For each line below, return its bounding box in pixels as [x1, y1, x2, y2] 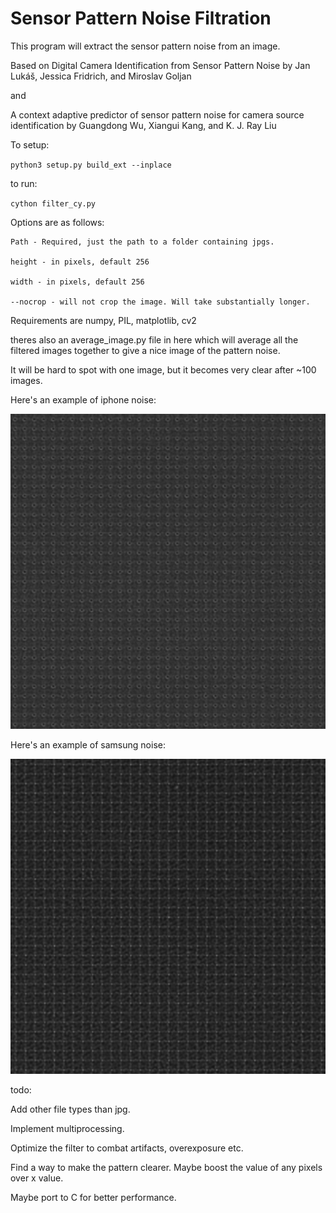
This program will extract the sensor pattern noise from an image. [10, 40, 281, 52]
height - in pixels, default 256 [10, 257, 150, 267]
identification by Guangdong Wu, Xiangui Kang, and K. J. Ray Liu [10, 119, 277, 131]
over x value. [10, 1172, 64, 1184]
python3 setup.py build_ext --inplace [10, 160, 172, 170]
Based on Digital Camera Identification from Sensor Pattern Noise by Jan [10, 59, 311, 71]
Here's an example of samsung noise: [10, 738, 166, 751]
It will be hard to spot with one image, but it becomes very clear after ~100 [10, 363, 317, 376]
